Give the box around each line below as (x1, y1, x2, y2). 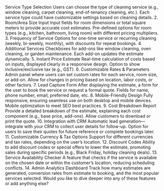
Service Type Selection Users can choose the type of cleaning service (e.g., (5, 4, 159, 10)
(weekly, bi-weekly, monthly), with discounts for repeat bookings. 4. (5, 41, 142, 46)
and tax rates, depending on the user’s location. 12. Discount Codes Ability (5, 139, 155, 145)
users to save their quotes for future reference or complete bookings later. (5, 129, 155, 134)
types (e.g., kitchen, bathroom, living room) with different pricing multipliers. (5, 30, 159, 36)
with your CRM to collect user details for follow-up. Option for (24, 124, 148, 129)
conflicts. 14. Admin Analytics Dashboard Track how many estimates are (5, 165, 151, 170)
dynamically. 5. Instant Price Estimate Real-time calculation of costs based (5, 56, 155, 62)
